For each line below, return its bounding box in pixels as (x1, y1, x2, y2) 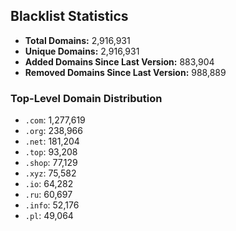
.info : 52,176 (24, 199, 80, 211)
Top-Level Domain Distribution (10, 91, 163, 105)
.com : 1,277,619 (24, 114, 86, 126)
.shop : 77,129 (24, 157, 78, 169)
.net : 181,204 (24, 135, 80, 148)
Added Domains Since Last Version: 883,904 (24, 55, 215, 68)
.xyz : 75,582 (24, 167, 77, 179)
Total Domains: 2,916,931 (24, 34, 131, 46)
